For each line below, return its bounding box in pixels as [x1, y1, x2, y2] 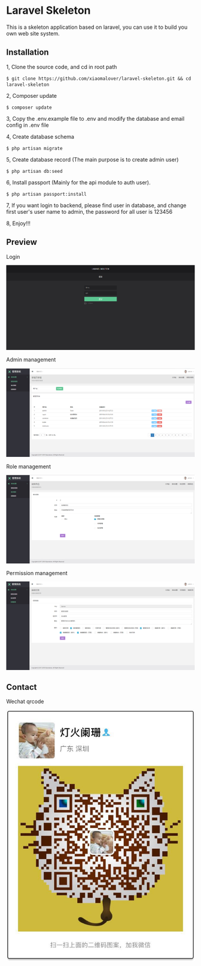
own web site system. [6, 29, 60, 37]
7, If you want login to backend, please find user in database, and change [6, 202, 187, 209]
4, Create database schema [6, 133, 75, 140]
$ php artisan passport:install [6, 191, 87, 197]
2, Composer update [6, 92, 57, 99]
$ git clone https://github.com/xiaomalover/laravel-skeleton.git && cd [6, 76, 191, 82]
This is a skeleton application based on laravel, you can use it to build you [6, 23, 188, 31]
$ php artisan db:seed [6, 168, 63, 174]
